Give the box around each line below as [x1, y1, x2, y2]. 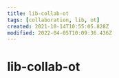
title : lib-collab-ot [7, 10, 69, 17]
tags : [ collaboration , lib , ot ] [7, 17, 100, 23]
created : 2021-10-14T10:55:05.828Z [7, 23, 109, 30]
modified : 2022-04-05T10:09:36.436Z [7, 29, 112, 37]
